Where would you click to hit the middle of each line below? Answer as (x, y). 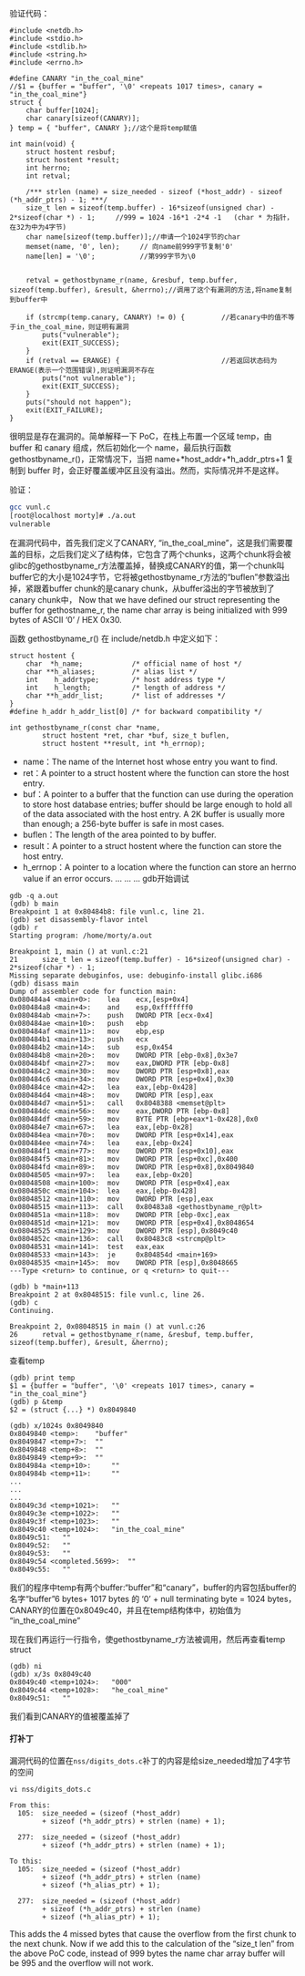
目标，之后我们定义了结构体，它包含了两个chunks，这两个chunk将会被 (158, 553)
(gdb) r (24, 927)
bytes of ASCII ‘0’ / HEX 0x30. (66, 619)
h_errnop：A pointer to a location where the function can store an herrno (159, 867)
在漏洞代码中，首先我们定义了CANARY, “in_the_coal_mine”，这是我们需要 (147, 543)
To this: (26, 1861)
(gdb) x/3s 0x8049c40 (51, 1674)
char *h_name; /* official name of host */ (134, 664)
